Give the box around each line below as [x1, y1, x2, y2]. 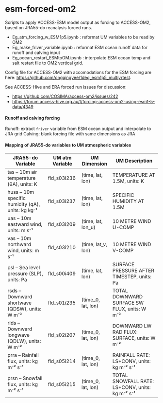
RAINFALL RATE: [112, 352, 150, 359]
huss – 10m [7, 189, 34, 196]
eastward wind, [7, 221, 43, 228]
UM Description [115, 157, 153, 164]
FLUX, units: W [112, 306, 147, 312]
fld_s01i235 [48, 299, 76, 306]
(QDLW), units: [7, 338, 41, 345]
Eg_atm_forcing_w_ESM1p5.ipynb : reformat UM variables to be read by [12, 34, 155, 40]
